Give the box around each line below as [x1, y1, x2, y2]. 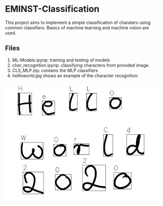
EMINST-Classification [5, 3, 100, 15]
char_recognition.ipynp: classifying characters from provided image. [12, 62, 150, 68]
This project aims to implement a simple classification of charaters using [5, 20, 151, 25]
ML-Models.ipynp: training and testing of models [12, 57, 110, 63]
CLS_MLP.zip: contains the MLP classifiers [12, 67, 98, 73]
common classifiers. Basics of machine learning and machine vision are [5, 24, 149, 30]
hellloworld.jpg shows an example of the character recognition [12, 72, 138, 79]
